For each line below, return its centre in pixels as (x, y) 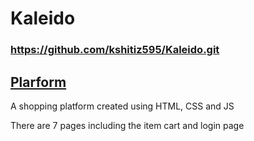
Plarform (38, 82)
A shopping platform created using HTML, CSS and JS (122, 106)
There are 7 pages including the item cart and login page (127, 125)
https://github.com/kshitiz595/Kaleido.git (115, 50)
